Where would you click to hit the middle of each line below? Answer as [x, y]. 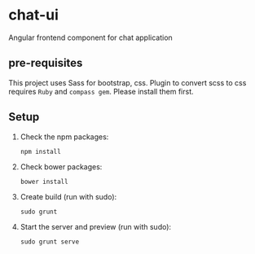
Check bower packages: [61, 166]
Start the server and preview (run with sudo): [96, 226]
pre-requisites [46, 63]
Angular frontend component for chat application [90, 37]
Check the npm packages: [64, 137]
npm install [40, 151]
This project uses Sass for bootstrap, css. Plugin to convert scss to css [127, 82]
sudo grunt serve [50, 242]
